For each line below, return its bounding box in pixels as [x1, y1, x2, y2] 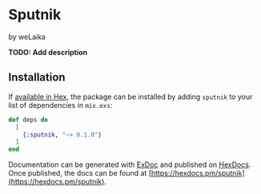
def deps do [8, 116, 48, 124]
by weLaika [8, 32, 46, 42]
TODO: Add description [8, 47, 88, 57]
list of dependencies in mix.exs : [8, 100, 113, 109]
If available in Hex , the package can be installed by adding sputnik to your [8, 92, 253, 101]
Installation [8, 70, 66, 85]
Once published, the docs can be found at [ [8, 168, 152, 178]
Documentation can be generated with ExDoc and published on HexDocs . [8, 160, 251, 169]
